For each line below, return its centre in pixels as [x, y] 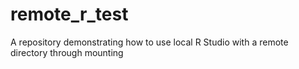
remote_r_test [69, 14]
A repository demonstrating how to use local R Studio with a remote [149, 42]
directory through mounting [67, 52]
